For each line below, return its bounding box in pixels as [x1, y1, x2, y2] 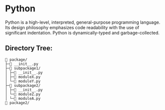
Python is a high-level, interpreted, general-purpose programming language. [5, 19, 161, 25]
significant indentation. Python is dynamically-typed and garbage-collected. [5, 30, 160, 36]
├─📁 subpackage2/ [5, 83, 41, 88]
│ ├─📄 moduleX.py [5, 74, 41, 79]
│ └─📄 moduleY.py [5, 78, 41, 84]
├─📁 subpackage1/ [5, 66, 41, 71]
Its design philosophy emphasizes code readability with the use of [5, 24, 139, 30]
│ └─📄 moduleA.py [5, 96, 41, 101]
